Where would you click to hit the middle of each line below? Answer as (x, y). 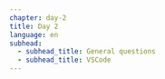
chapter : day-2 (38, 18)
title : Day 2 (34, 26)
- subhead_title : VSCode (64, 60)
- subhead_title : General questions (87, 52)
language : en (34, 35)
